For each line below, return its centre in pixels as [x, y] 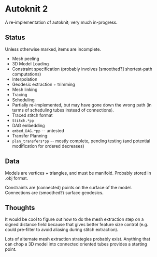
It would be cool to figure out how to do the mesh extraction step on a [74, 219]
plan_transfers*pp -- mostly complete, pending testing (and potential [81, 141]
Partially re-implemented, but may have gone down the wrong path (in [82, 105]
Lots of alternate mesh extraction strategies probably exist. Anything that [78, 239]
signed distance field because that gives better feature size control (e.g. [77, 225]
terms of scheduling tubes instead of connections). [63, 110]
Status [15, 38]
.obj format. [16, 178]
